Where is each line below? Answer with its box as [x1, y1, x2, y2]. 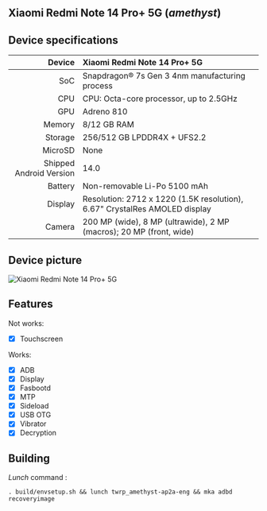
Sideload [19, 401, 49, 411]
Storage [44, 132, 75, 143]
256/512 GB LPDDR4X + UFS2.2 [82, 132, 207, 143]
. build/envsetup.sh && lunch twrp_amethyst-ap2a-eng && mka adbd [8, 488, 233, 496]
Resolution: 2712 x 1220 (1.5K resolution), [82, 194, 244, 205]
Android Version [14, 168, 75, 179]
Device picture [8, 254, 83, 267]
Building [8, 451, 50, 465]
